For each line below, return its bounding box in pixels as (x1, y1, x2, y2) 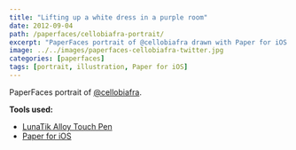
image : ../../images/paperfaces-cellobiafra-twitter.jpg (9, 46, 224, 55)
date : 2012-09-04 (9, 21, 74, 30)
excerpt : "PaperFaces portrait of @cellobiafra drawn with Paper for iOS (9, 37, 288, 47)
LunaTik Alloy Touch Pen (21, 121, 113, 131)
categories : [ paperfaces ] (9, 54, 105, 63)
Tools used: (9, 104, 53, 114)
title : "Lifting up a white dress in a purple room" (9, 12, 208, 22)
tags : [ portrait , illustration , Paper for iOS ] (9, 63, 189, 72)
